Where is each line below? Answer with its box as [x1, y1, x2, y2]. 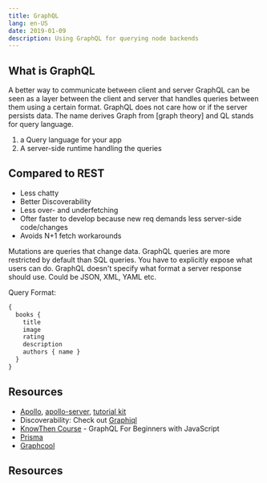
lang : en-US [8, 19, 48, 27]
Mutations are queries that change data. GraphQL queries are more [8, 246, 231, 256]
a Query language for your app [19, 135, 122, 145]
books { [15, 310, 42, 318]
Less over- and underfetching [19, 205, 119, 215]
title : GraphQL [8, 11, 59, 20]
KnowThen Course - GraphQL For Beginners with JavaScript [19, 424, 220, 433]
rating [22, 333, 45, 342]
